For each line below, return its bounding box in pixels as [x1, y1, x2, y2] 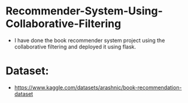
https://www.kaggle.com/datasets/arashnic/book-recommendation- [14, 84, 182, 91]
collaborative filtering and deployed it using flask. [14, 43, 136, 50]
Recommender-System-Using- [5, 4, 163, 18]
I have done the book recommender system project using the [14, 37, 165, 44]
